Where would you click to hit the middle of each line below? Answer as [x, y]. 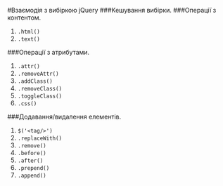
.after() [30, 161]
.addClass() [35, 81]
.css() [27, 104]
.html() [28, 32]
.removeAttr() [38, 74]
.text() [28, 39]
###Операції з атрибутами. [49, 52]
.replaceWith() [40, 138]
